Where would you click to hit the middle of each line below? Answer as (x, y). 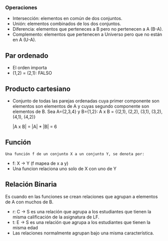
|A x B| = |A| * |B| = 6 (35, 127)
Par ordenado (27, 55)
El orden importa (30, 68)
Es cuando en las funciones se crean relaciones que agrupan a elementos (81, 196)
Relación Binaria (31, 185)
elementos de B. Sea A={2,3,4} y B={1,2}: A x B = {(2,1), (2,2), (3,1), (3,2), (88, 111)
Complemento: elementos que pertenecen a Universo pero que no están (87, 35)
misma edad (25, 227)
